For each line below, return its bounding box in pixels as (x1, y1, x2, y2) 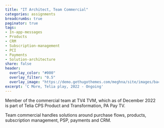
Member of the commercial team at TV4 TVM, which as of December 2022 (5, 97, 156, 103)
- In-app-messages (5, 30, 42, 35)
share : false (5, 61, 32, 66)
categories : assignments (5, 12, 56, 17)
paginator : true (5, 20, 38, 26)
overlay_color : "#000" (9, 71, 56, 75)
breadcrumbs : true (5, 16, 42, 21)
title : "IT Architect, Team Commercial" (5, 7, 89, 12)
